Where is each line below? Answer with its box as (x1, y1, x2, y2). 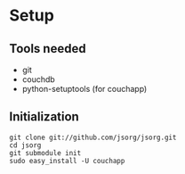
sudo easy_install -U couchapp (9, 156, 125, 165)
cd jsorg (9, 140, 42, 150)
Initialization (9, 109, 80, 125)
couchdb (21, 74, 55, 85)
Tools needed (9, 41, 86, 56)
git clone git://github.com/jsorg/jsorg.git (9, 133, 177, 142)
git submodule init (9, 148, 82, 157)
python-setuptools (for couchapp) (21, 84, 148, 94)
